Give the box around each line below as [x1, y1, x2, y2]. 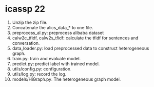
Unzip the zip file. [12, 19, 48, 25]
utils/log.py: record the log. [12, 71, 67, 77]
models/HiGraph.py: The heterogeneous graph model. [12, 76, 121, 82]
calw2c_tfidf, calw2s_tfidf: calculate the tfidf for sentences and [12, 35, 139, 41]
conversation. [12, 40, 40, 46]
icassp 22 [5, 3, 45, 15]
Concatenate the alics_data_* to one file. [12, 24, 94, 30]
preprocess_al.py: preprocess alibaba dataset [12, 30, 104, 35]
